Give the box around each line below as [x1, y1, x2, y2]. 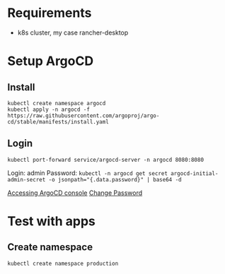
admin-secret [7, 176, 46, 183]
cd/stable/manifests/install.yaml [7, 118, 110, 125]
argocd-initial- [171, 169, 219, 177]
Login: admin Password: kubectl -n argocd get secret [7, 168, 168, 177]
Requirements [7, 5, 92, 21]
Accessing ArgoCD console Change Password [7, 189, 143, 197]
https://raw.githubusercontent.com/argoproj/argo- [7, 112, 160, 119]
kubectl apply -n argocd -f [7, 106, 91, 113]
